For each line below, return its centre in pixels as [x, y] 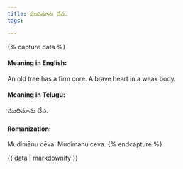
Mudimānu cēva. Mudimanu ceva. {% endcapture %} [85, 144]
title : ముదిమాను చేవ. [38, 14]
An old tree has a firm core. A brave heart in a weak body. [91, 78]
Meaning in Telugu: [37, 95]
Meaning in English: [37, 63]
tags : [15, 21]
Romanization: [29, 129]
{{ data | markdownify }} [43, 158]
